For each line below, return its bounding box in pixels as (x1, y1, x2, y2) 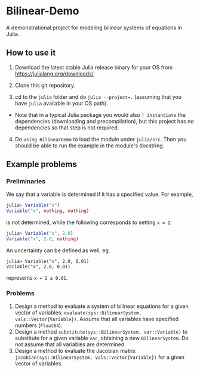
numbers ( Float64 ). (14, 322, 63, 329)
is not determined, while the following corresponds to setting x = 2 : (6, 219, 172, 226)
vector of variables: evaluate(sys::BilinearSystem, (14, 309, 142, 316)
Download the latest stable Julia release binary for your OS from (14, 63, 173, 71)
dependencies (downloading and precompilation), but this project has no (14, 117, 194, 125)
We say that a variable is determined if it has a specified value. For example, (6, 190, 193, 198)
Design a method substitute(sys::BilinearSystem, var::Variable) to (14, 328, 188, 335)
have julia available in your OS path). (14, 99, 109, 107)
